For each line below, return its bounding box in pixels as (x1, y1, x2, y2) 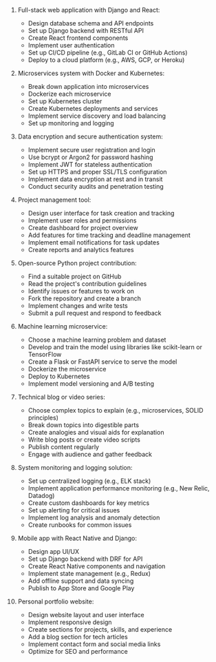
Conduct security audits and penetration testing (28, 183, 164, 190)
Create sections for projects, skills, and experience (28, 625, 173, 633)
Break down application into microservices (28, 83, 149, 90)
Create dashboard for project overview (28, 224, 138, 231)
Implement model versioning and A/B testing (28, 380, 154, 388)
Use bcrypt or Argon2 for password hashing (28, 153, 153, 161)
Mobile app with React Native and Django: (17, 534, 137, 542)
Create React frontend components (28, 34, 129, 42)
